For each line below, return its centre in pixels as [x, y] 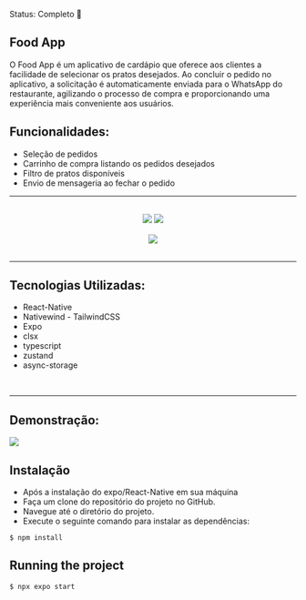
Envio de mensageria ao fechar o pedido [99, 183]
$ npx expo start [42, 586]
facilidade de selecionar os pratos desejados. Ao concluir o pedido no [140, 74]
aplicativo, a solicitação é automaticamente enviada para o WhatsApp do [146, 84]
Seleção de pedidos [60, 154]
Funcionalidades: [60, 132]
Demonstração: [55, 420]
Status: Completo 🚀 [46, 14]
